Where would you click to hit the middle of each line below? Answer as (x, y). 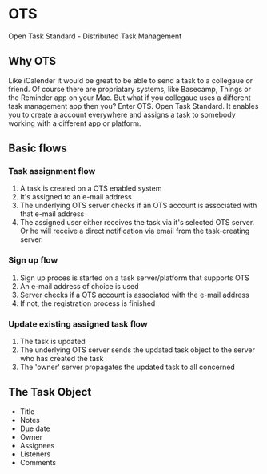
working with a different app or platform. (75, 123)
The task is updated (52, 342)
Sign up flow (33, 260)
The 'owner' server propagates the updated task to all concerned (128, 367)
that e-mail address (52, 214)
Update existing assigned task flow (78, 323)
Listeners (35, 454)
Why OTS (32, 61)
